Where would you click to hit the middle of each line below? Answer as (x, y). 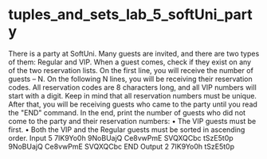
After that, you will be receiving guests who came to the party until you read (133, 104)
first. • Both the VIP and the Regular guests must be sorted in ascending (127, 130)
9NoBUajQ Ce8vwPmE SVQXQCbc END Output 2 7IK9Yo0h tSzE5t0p (122, 146)
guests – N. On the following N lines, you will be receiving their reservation (130, 79)
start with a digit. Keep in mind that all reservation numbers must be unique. (133, 95)
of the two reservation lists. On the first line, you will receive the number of (131, 70)
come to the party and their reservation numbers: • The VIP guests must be (132, 121)
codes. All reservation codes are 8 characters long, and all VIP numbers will (132, 87)
